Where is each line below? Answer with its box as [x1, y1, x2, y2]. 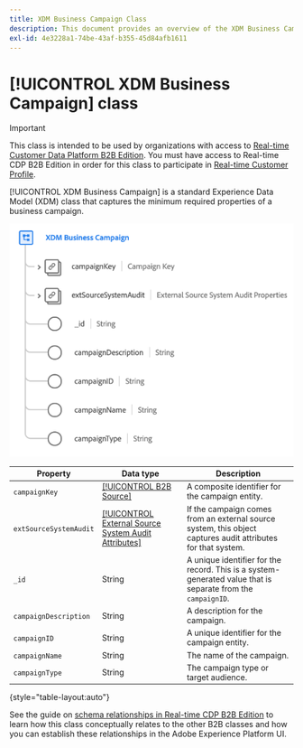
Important [9, 123, 46, 134]
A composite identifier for [186, 482, 281, 492]
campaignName [13, 651, 62, 660]
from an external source [186, 513, 276, 524]
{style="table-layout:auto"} [9, 692, 110, 703]
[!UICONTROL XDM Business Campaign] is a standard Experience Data [9, 186, 274, 198]
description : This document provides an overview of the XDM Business [9, 23, 280, 33]
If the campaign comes [186, 503, 272, 514]
